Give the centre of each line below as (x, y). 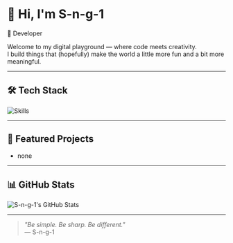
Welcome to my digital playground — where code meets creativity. (102, 46)
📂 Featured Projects (51, 139)
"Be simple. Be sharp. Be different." (75, 225)
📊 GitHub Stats (41, 184)
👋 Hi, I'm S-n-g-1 (55, 14)
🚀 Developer (25, 33)
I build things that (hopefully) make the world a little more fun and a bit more (116, 54)
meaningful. (24, 61)
